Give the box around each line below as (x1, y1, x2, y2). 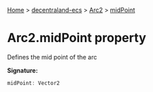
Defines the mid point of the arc (7, 53, 98, 61)
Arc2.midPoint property (7, 30, 147, 46)
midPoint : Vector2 (7, 80, 60, 86)
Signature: (7, 66, 38, 75)
